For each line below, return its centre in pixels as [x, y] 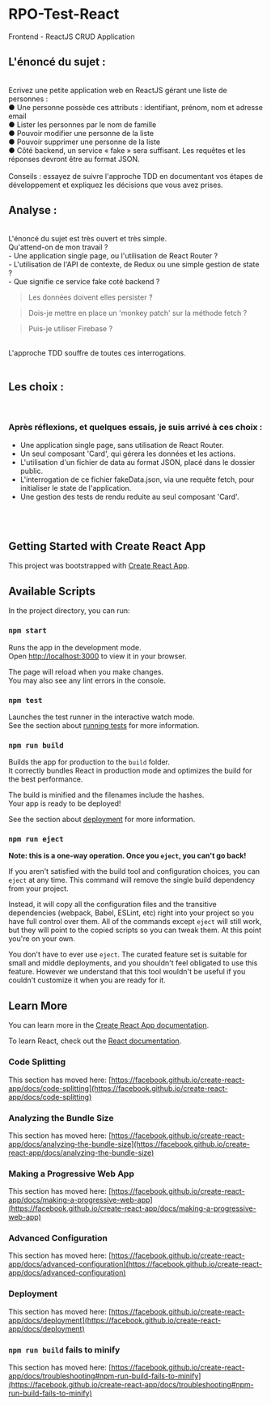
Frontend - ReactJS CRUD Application [72, 36]
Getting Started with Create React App [107, 546]
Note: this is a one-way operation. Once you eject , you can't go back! [127, 856]
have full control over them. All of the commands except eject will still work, [135, 922]
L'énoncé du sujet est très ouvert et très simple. [88, 238]
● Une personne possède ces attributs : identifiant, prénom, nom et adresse [135, 107]
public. [32, 471]
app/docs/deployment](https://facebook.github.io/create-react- [114, 1320]
